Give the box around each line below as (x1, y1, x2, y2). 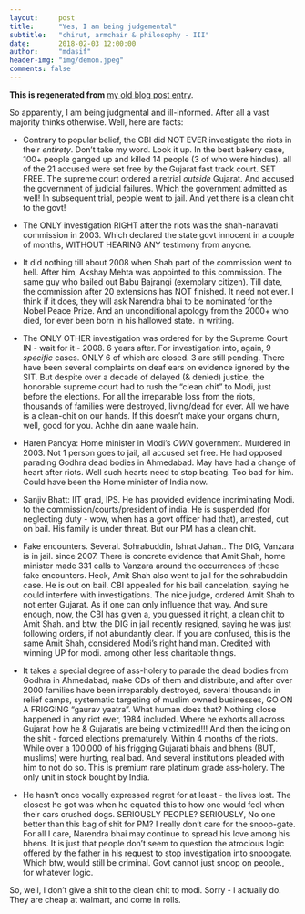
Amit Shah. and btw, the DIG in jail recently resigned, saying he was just (22, 618, 291, 629)
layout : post (9, 13, 76, 23)
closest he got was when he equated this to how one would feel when (22, 799, 285, 810)
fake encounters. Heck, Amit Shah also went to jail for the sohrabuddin (22, 569, 289, 580)
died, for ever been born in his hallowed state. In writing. (22, 315, 235, 326)
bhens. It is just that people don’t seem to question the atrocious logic (22, 837, 285, 848)
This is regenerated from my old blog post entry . (9, 88, 194, 100)
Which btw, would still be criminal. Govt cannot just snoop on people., (22, 857, 285, 867)
